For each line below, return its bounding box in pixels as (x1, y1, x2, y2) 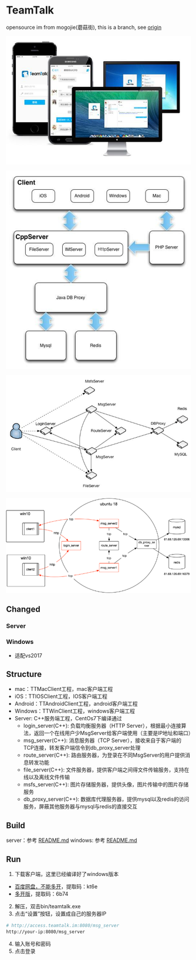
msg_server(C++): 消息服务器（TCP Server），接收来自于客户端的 (23, 737, 182, 744)
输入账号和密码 (14, 940, 51, 947)
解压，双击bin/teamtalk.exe (14, 902, 81, 909)
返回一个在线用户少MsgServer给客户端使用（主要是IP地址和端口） (33, 730, 194, 737)
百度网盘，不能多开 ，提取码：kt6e (14, 882, 98, 890)
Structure (6, 669, 42, 679)
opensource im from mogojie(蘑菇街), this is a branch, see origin (6, 24, 162, 31)
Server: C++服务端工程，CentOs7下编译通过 (14, 715, 122, 722)
